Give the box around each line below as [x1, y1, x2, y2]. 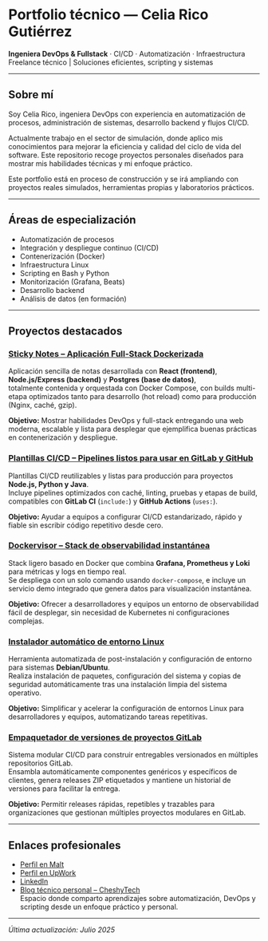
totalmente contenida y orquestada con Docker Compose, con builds [8, 383, 235, 393]
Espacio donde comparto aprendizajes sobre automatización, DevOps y [19, 894, 257, 903]
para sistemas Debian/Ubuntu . [8, 662, 110, 672]
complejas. [8, 616, 45, 626]
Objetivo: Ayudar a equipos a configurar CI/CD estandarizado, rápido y [8, 512, 242, 521]
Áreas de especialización [8, 213, 136, 227]
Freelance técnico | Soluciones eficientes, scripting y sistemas [8, 57, 214, 67]
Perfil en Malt [19, 860, 65, 869]
